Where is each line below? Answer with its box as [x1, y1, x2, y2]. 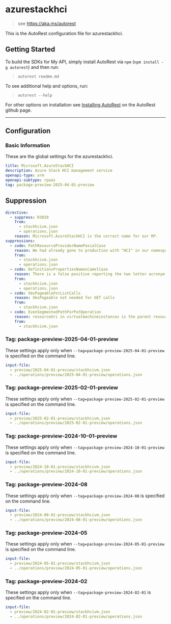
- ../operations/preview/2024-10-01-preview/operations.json [10, 469, 142, 474]
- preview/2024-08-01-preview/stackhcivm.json [10, 512, 110, 518]
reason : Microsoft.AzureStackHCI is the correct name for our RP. [14, 233, 158, 239]
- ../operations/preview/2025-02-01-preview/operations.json [10, 421, 142, 426]
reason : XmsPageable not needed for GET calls [14, 295, 115, 300]
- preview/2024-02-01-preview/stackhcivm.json [10, 609, 110, 615]
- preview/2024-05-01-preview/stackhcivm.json [10, 561, 110, 566]
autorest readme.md [17, 74, 60, 79]
